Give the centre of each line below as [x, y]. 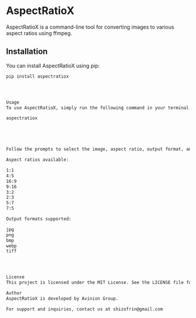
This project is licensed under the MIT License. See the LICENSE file [95, 283]
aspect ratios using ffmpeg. [39, 33]
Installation [27, 52]
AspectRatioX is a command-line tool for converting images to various [90, 27]
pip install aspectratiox [37, 76]
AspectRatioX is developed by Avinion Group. [62, 298]
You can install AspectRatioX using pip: [53, 65]
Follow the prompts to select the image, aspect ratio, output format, [95, 149]
